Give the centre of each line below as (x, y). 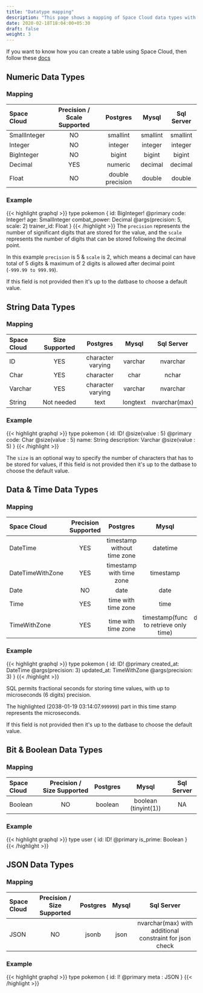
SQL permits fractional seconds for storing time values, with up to (88, 688)
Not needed (60, 402)
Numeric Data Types (46, 77)
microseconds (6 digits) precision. (49, 695)
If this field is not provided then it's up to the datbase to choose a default (97, 282)
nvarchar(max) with (165, 923)
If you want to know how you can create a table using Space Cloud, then (97, 51)
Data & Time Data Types (52, 490)
